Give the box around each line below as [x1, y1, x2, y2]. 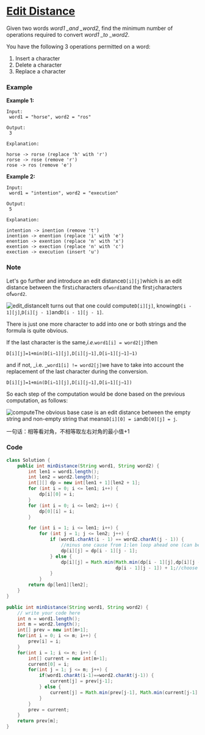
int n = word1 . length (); [17, 616, 81, 622]
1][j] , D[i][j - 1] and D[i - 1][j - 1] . [6, 308, 104, 316]
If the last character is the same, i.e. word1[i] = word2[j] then [6, 338, 158, 346]
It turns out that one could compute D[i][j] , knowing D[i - [45, 301, 192, 309]
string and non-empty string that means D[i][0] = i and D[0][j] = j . [6, 415, 178, 423]
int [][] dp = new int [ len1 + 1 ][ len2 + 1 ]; [28, 480, 140, 486]
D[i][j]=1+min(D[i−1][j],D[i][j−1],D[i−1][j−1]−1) [6, 350, 138, 356]
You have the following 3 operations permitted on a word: [6, 43, 151, 50]
